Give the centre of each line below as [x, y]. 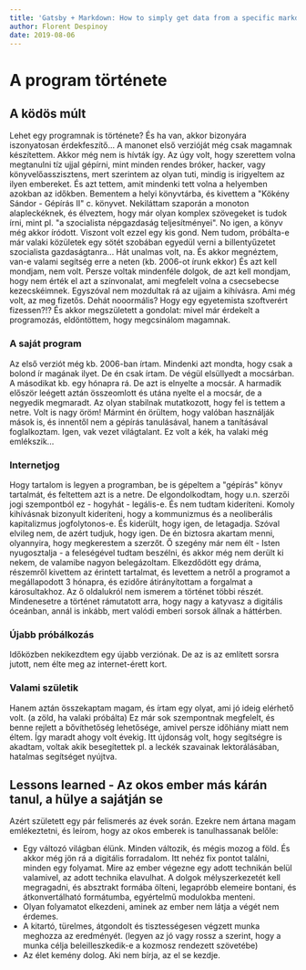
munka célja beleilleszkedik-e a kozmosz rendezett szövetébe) [140, 945]
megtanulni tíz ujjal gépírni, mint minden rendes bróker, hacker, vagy [138, 164]
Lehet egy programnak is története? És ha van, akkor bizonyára [128, 136]
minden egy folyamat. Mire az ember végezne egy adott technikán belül [158, 868]
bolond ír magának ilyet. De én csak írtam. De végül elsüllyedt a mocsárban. [152, 373]
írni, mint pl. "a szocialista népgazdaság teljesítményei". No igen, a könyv [147, 223]
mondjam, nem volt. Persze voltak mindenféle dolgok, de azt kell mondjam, [150, 271]
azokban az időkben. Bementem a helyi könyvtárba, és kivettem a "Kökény [149, 194]
